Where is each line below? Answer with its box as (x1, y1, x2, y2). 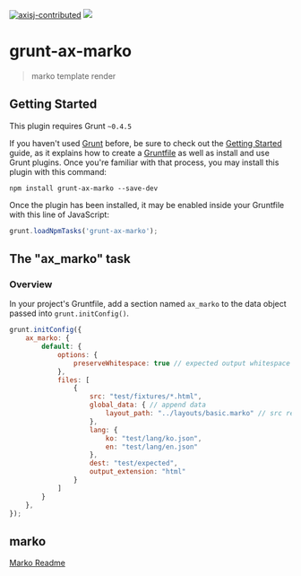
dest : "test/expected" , (89, 458, 178, 468)
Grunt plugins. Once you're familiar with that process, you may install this (9, 157, 279, 168)
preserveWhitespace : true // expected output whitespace (73, 359, 291, 368)
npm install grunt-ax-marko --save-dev (9, 184, 159, 193)
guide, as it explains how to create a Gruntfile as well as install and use (9, 147, 271, 158)
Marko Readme (9, 557, 65, 569)
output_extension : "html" (89, 467, 186, 476)
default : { (41, 342, 82, 352)
